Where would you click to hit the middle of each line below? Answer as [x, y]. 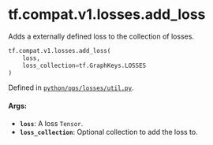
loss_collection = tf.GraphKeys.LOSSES [84, 65]
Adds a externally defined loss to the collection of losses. [101, 36]
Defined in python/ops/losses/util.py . [71, 87]
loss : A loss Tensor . [51, 123]
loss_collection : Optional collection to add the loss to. [109, 132]
